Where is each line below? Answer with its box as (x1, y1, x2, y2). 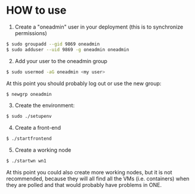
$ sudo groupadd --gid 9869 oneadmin (6, 41, 100, 47)
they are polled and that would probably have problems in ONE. (6, 182, 162, 189)
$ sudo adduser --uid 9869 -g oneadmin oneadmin (6, 46, 129, 52)
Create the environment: (14, 102, 75, 109)
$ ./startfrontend (6, 136, 52, 142)
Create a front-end (14, 124, 61, 132)
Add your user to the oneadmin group (14, 57, 107, 64)
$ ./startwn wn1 (6, 158, 47, 164)
